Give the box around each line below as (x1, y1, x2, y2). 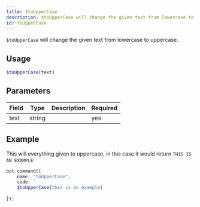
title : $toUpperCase (6, 8, 58, 15)
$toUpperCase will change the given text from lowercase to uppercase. (6, 36, 178, 44)
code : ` (17, 179, 36, 185)
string (29, 114, 46, 122)
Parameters (6, 86, 51, 96)
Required (91, 103, 118, 112)
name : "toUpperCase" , (17, 173, 71, 179)
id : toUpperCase (6, 20, 47, 26)
